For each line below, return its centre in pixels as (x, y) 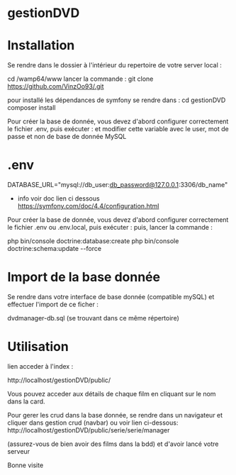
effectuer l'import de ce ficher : (53, 304)
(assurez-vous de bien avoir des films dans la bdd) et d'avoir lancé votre (113, 444)
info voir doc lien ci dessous (59, 199)
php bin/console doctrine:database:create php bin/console (93, 241)
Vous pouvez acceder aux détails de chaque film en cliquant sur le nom (112, 393)
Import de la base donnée (84, 277)
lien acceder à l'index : (40, 366)
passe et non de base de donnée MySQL (67, 137)
